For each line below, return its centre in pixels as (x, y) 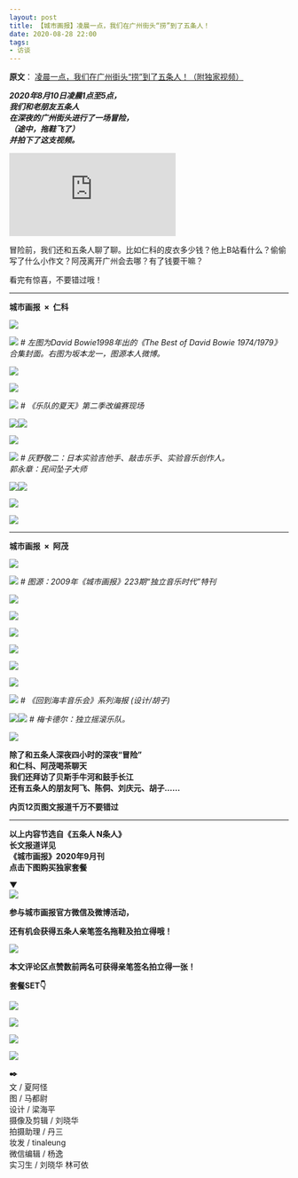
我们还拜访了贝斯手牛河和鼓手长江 (71, 777)
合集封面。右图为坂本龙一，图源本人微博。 (87, 354)
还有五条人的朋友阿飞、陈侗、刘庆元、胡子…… (95, 788)
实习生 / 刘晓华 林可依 (49, 1165)
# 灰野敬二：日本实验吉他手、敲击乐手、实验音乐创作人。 (125, 458)
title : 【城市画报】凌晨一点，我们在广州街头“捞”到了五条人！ (110, 26)
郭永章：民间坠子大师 (48, 469)
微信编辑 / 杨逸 (36, 1154)
